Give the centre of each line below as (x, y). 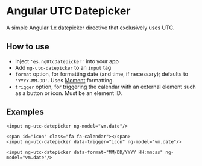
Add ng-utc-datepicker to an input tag (63, 67)
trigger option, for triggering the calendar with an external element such (105, 87)
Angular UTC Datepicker (68, 11)
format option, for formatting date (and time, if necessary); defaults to (102, 74)
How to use (28, 47)
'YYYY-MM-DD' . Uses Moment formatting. (65, 80)
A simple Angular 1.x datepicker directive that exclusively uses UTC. (90, 28)
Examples (25, 112)
